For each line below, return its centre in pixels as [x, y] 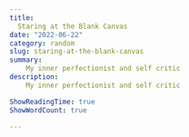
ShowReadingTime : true [52, 102]
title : [22, 18]
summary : [26, 60]
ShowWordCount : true [49, 110]
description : [34, 77]
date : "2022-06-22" [46, 34]
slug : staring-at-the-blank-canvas [77, 52]
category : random [42, 43]
